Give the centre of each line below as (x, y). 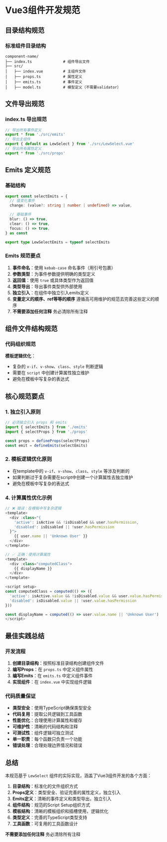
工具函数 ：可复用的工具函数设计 (45, 824)
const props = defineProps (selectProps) (48, 441)
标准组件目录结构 (26, 45)
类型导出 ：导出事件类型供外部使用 (47, 286)
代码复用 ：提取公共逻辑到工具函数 (47, 714)
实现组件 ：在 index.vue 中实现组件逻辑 (52, 682)
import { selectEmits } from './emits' (46, 427)
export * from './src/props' (35, 153)
